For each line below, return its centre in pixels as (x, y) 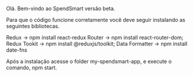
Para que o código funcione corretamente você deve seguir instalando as (96, 20)
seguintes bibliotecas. (33, 26)
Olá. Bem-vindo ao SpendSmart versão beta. (61, 9)
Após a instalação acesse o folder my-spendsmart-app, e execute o (89, 61)
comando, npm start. (32, 68)
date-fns (17, 50)
